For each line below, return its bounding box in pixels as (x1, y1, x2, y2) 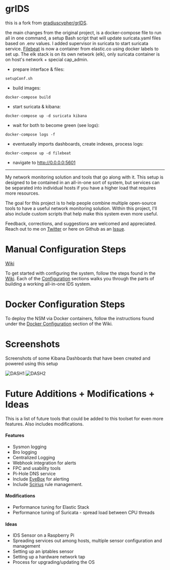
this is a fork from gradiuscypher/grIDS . (5, 20, 88, 26)
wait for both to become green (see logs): (12, 122, 100, 128)
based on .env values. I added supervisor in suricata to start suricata (5, 40, 148, 46)
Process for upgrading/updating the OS (12, 559, 95, 565)
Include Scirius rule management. (12, 481, 83, 487)
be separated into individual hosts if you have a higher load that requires (5, 185, 156, 191)
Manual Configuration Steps (5, 244, 126, 255)
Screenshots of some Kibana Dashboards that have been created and (5, 355, 151, 361)
